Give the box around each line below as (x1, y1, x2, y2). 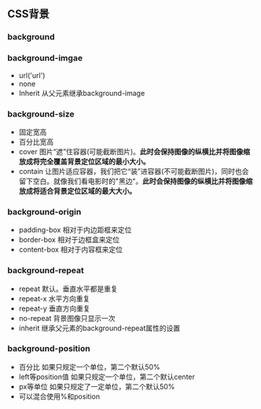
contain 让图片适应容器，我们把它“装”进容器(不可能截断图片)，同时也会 (18, 166, 249, 175)
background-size (7, 109, 75, 120)
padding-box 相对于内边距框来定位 (18, 225, 132, 234)
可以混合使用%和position (18, 392, 100, 401)
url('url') (18, 70, 46, 80)
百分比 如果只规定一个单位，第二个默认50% (18, 362, 160, 371)
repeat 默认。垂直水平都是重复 (18, 284, 119, 293)
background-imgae (7, 53, 83, 64)
